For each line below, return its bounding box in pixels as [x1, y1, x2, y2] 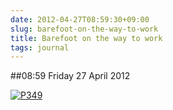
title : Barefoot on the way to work [10, 33, 163, 43]
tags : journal [10, 42, 70, 53]
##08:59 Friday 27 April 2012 [10, 70, 131, 82]
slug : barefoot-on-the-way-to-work [10, 24, 159, 34]
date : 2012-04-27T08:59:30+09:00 [10, 14, 150, 25]
